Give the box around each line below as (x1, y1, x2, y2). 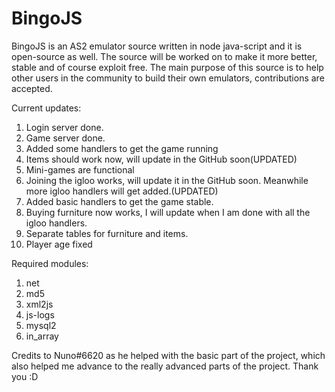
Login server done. (25, 121, 104, 133)
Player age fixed (25, 238, 93, 250)
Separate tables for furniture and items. (25, 227, 189, 239)
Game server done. (25, 132, 106, 144)
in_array (25, 330, 59, 342)
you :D (11, 370, 39, 382)
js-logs (25, 308, 55, 321)
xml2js (25, 298, 54, 310)
